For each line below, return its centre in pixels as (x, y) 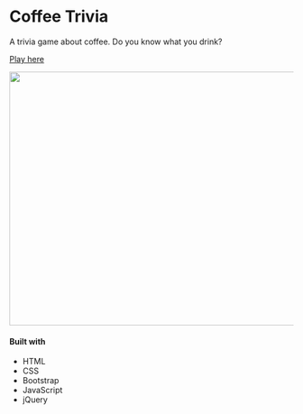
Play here (27, 59)
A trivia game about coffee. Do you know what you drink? (116, 41)
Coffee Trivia (59, 17)
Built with (28, 341)
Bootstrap (41, 381)
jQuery (35, 400)
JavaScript (42, 391)
